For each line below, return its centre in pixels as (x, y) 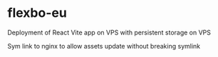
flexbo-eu (37, 13)
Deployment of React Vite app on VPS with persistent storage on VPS (109, 32)
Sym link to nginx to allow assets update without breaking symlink (104, 46)
